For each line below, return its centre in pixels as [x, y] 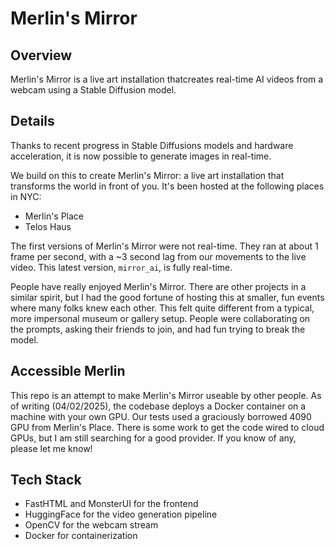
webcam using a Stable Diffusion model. [93, 90]
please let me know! [51, 448]
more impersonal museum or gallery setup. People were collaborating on [160, 318]
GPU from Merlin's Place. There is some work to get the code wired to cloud [167, 427]
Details [32, 121]
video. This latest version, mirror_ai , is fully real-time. [121, 267]
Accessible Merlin [68, 371]
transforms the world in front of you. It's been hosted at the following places [167, 186]
